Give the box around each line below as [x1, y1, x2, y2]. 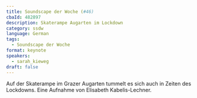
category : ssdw [6, 25, 44, 31]
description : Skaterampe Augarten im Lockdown [6, 20, 123, 26]
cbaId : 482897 [6, 14, 42, 20]
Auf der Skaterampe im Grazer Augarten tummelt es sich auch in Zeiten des [6, 80, 192, 87]
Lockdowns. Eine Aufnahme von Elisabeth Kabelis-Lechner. [6, 87, 152, 94]
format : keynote [6, 48, 46, 53]
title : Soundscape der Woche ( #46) [6, 8, 94, 15]
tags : [6, 36, 20, 42]
